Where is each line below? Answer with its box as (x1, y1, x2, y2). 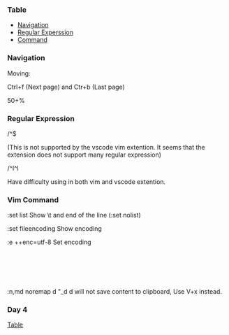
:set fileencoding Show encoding (7, 224, 103, 233)
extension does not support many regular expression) (7, 150, 162, 159)
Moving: (7, 69, 31, 78)
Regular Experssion (17, 28, 73, 36)
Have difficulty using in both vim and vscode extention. (7, 177, 166, 186)
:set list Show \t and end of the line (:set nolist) (7, 211, 141, 220)
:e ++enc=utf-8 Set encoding (7, 238, 92, 246)
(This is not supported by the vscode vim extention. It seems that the (7, 143, 205, 151)
